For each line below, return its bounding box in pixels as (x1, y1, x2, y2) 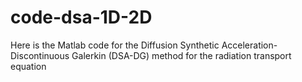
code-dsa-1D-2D (10, 6, 153, 29)
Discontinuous (10, 49, 70, 61)
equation (10, 60, 47, 72)
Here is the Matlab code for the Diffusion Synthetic (10, 39, 220, 51)
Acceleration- (221, 39, 278, 51)
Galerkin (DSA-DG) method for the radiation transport (71, 49, 292, 61)
